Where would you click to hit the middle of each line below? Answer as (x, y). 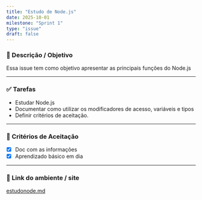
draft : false (23, 34)
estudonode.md (26, 191)
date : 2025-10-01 (28, 17)
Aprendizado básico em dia (49, 156)
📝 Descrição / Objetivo (40, 55)
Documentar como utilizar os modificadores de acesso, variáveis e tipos (104, 109)
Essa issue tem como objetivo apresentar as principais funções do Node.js (99, 68)
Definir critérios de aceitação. (52, 115)
